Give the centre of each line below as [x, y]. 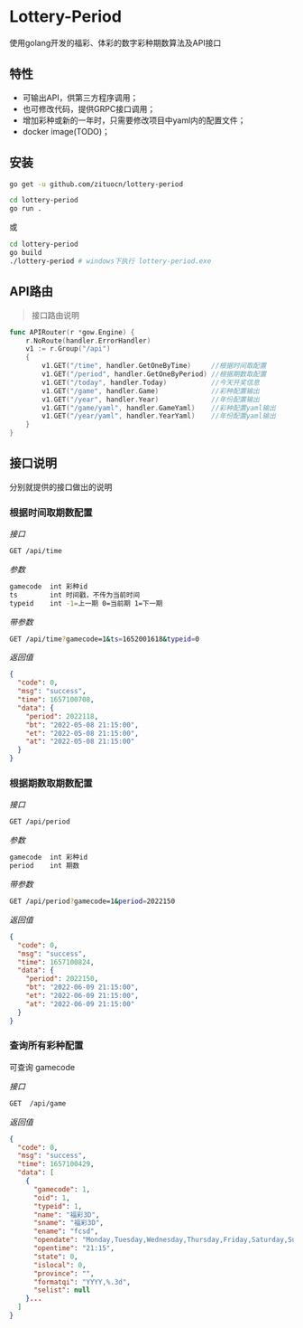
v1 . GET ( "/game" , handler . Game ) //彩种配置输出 [151, 391]
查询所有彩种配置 [46, 1046]
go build [26, 253]
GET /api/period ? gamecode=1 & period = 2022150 [92, 901]
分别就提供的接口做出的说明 [61, 486]
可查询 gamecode [42, 1067]
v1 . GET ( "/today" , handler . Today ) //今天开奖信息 [151, 382]
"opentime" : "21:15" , [74, 1248]
